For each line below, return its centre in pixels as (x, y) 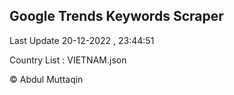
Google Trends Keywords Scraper (116, 16)
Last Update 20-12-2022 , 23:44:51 (82, 40)
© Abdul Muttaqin (46, 79)
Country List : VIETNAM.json (68, 60)
